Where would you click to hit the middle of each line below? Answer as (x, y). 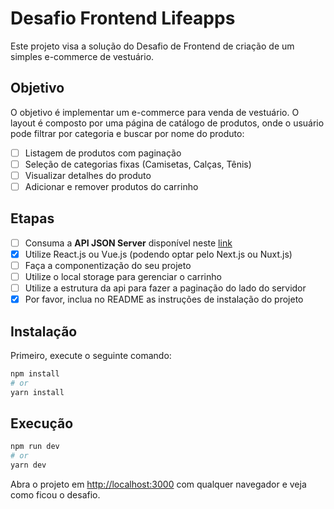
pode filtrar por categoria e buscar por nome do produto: (127, 133)
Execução (42, 423)
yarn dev (28, 465)
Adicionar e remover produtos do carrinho (111, 186)
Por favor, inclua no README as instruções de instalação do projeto (164, 299)
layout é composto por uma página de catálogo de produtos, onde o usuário (167, 123)
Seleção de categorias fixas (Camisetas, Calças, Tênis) (138, 164)
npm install (35, 374)
